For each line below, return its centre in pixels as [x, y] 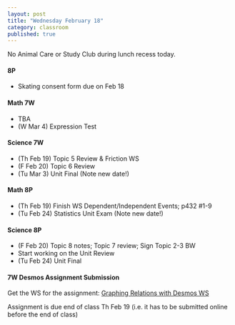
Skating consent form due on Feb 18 [71, 86]
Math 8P [20, 190]
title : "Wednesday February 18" [55, 21]
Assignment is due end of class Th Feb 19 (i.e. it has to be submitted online [117, 307]
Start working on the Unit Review [66, 254]
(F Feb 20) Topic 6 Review [56, 166]
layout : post [27, 14]
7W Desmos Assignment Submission [64, 277]
